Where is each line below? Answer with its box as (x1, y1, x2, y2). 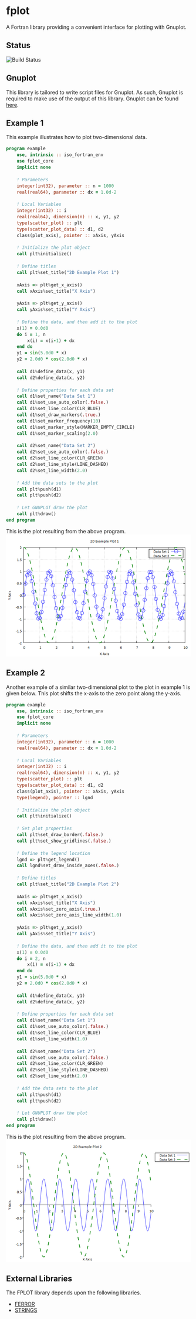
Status (6, 40, 31, 50)
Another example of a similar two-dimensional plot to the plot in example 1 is (6, 684, 191, 691)
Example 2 (6, 668, 45, 678)
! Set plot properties (16, 826, 72, 831)
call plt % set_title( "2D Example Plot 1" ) (16, 269, 119, 275)
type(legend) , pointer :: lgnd (16, 794, 93, 800)
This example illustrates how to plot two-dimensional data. (6, 134, 147, 141)
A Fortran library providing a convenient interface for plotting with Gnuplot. (6, 23, 187, 31)
